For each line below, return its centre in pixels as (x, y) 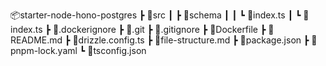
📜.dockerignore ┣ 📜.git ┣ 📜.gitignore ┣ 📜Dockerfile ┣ (159, 29)
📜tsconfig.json (117, 50)
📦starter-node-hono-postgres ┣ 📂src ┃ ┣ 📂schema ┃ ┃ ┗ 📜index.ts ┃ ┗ (156, 15)
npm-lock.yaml (44, 50)
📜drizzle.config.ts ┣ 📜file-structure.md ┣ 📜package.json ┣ (191, 40)
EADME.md (36, 40)
